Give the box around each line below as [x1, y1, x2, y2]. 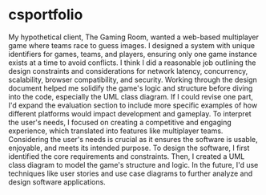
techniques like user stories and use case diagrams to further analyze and [8, 169, 253, 178]
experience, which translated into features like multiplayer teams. [8, 126, 224, 136]
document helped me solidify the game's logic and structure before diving [8, 83, 253, 93]
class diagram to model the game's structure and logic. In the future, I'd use [8, 160, 259, 169]
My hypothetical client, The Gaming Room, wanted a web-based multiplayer [8, 32, 259, 42]
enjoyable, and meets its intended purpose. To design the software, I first [8, 143, 250, 152]
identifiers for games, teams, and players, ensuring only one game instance [8, 49, 258, 59]
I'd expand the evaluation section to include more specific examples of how [8, 100, 258, 110]
